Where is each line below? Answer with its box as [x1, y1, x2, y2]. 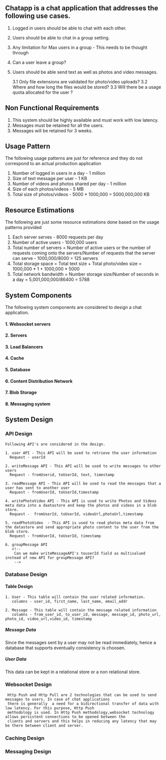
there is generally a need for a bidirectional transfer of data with [7, 701, 159, 706]
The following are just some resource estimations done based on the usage [5, 219, 160, 225]
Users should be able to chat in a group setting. [12, 34, 110, 40]
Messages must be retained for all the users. [12, 122, 104, 128]
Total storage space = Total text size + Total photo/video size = [12, 260, 142, 266]
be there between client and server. [5, 723, 83, 728]
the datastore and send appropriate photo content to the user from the [5, 524, 159, 529]
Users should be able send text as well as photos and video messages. [12, 69, 158, 75]
